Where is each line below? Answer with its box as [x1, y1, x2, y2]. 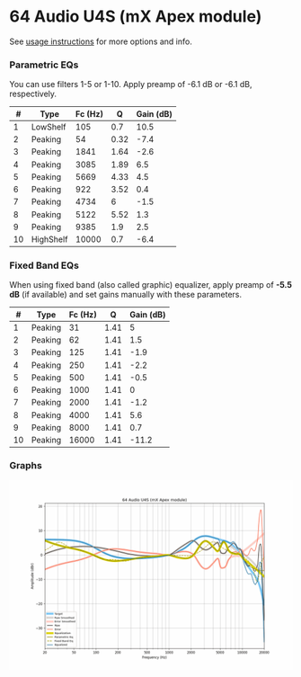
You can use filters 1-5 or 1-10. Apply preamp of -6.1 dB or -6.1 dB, [9, 79, 253, 90]
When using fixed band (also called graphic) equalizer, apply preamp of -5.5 [9, 280, 292, 290]
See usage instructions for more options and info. [9, 36, 193, 47]
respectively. [9, 88, 57, 100]
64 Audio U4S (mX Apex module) [9, 6, 262, 27]
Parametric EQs [9, 58, 79, 71]
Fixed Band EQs [9, 259, 79, 272]
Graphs [9, 459, 42, 472]
